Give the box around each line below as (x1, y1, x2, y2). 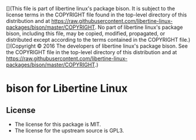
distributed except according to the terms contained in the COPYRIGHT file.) (6, 36, 191, 43)
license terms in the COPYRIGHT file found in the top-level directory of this (6, 11, 187, 18)
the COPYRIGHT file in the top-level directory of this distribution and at (6, 49, 177, 55)
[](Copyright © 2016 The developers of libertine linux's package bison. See (6, 42, 188, 49)
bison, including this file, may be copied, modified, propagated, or (6, 30, 165, 37)
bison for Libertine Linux (6, 82, 128, 95)
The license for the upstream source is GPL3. (14, 127, 124, 134)
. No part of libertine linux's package (94, 24, 183, 31)
